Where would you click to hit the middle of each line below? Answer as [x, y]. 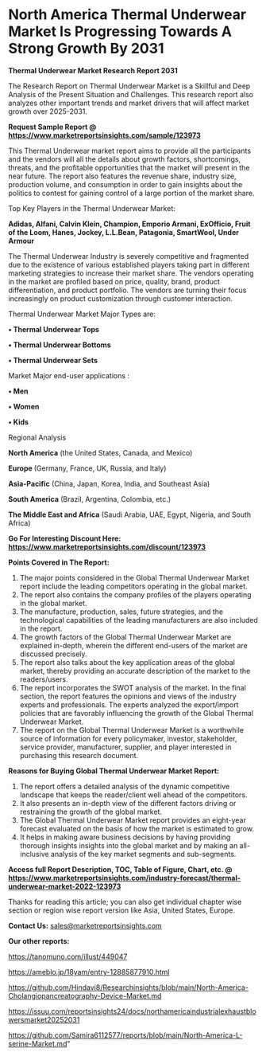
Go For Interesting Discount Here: [65, 538]
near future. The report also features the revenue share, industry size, [122, 176]
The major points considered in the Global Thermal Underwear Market [135, 577]
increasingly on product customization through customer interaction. [120, 298]
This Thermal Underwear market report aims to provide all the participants [130, 151]
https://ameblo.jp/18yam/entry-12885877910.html [89, 972]
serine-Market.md [38, 1043]
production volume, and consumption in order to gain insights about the [125, 184]
